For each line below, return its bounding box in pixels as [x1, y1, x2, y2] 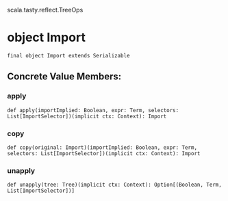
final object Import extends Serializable [7, 52, 130, 59]
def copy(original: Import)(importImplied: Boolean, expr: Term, [7, 144, 197, 151]
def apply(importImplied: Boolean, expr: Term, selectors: [7, 107, 179, 113]
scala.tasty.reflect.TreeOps [7, 6, 84, 14]
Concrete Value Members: [7, 71, 122, 83]
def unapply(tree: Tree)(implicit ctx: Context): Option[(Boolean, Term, [7, 181, 223, 189]
